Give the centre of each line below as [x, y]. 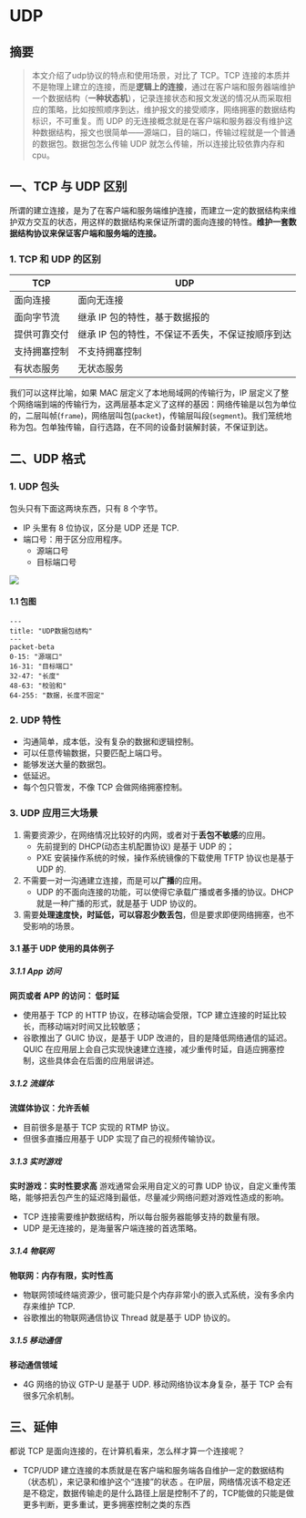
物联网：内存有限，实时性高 [61, 1275]
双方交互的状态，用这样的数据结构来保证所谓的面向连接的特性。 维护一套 [153, 222]
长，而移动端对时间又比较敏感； [82, 1027]
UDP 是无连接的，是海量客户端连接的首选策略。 [112, 1228]
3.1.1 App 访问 [36, 971]
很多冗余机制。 [51, 1396]
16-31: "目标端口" [41, 666]
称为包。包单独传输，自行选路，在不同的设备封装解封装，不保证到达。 [141, 427]
